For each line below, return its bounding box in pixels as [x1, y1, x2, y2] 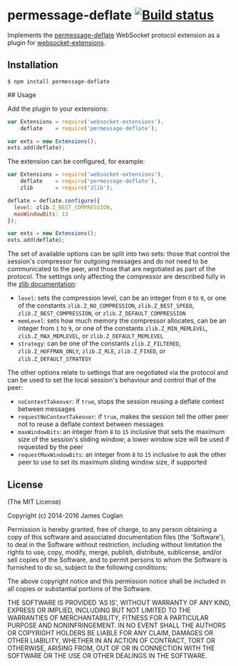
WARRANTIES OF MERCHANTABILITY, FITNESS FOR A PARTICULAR [7, 613, 209, 622]
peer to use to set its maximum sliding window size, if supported [17, 458, 207, 467]
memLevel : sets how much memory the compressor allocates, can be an [17, 316, 227, 325]
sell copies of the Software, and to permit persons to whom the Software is [7, 555, 228, 564]
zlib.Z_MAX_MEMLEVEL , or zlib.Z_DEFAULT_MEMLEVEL [17, 332, 164, 340]
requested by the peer [17, 443, 83, 451]
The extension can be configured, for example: [7, 157, 145, 166]
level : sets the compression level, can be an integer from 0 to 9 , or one [17, 293, 227, 303]
